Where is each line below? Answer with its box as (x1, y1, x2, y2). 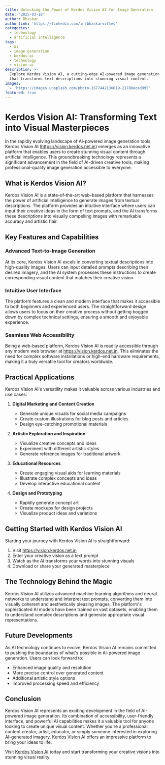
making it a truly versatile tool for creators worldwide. (5, 358, 114, 364)
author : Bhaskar (5, 16, 38, 21)
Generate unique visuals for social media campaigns (19, 410, 127, 416)
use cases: (5, 392, 27, 398)
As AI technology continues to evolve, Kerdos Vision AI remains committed (5, 644, 157, 650)
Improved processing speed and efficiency (12, 680, 99, 686)
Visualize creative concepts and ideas (19, 440, 97, 446)
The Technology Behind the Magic (5, 577, 113, 586)
